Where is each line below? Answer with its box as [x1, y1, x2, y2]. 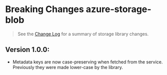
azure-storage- [86, 4, 152, 15]
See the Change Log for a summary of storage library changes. [17, 31, 149, 37]
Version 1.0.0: [5, 45, 50, 54]
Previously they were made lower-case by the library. [12, 64, 123, 70]
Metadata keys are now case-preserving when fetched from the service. [12, 59, 163, 65]
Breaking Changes [5, 4, 84, 15]
